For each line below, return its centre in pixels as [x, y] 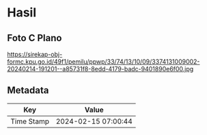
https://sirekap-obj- [35, 54]
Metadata [28, 90]
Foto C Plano [34, 38]
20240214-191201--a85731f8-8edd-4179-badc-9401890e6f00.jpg [100, 69]
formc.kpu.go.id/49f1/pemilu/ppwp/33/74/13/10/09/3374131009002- [104, 62]
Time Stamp [30, 121]
